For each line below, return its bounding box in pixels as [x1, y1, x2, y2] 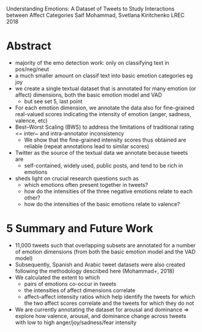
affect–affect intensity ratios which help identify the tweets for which [24, 293, 195, 300]
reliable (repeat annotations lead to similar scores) [24, 142, 149, 150]
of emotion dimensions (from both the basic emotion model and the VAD [15, 248, 196, 255]
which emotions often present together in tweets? [24, 181, 148, 188]
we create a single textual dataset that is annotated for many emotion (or [15, 85, 197, 92]
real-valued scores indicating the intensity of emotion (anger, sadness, [15, 110, 192, 117]
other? [24, 194, 41, 201]
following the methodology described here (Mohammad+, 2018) [15, 267, 175, 275]
